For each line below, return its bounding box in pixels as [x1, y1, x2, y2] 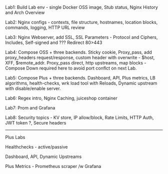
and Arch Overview [5, 9, 45, 15]
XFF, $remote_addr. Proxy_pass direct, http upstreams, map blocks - [5, 60, 146, 65]
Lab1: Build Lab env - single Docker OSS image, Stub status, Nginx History [5, 4, 158, 10]
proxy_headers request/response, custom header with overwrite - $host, [5, 54, 155, 60]
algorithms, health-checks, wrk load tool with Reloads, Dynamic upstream [5, 80, 157, 86]
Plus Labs [5, 134, 25, 140]
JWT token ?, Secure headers [5, 120, 66, 125]
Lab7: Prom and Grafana [5, 105, 55, 110]
